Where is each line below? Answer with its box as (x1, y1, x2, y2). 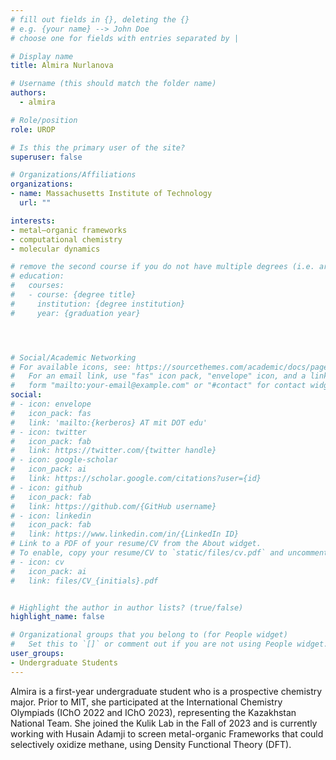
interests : (10, 216, 56, 226)
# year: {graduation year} (10, 308, 141, 318)
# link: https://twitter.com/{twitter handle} (10, 446, 217, 456)
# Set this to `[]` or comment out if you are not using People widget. (10, 639, 329, 650)
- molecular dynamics (10, 244, 101, 254)
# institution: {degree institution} (10, 299, 186, 309)
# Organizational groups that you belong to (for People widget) (10, 630, 288, 640)
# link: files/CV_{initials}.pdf (10, 576, 159, 586)
